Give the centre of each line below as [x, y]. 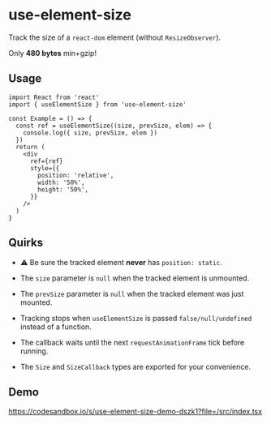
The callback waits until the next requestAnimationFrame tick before [132, 342]
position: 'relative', [76, 175]
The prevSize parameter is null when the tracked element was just [132, 293]
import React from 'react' [54, 97]
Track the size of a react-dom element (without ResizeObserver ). [115, 37]
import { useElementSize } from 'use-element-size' [97, 104]
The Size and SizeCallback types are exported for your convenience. [135, 366]
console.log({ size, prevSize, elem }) [90, 133]
